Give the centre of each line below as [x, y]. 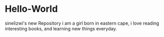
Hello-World [31, 9]
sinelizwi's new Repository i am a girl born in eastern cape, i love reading [82, 23]
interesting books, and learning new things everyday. [61, 28]
